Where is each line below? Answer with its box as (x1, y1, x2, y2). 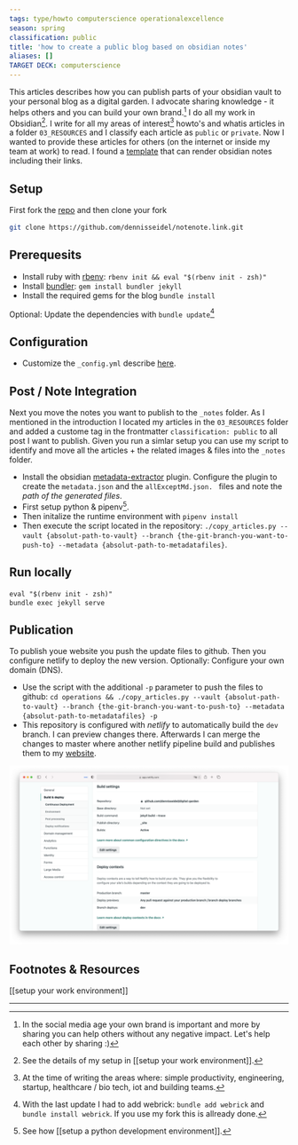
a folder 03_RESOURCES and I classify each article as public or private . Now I (9, 127, 285, 138)
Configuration (9, 334, 89, 350)
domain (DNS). (9, 665, 64, 675)
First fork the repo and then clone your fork (9, 205, 168, 216)
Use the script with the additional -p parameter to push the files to (21, 682, 263, 692)
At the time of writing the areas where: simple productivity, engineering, (21, 1072, 285, 1083)
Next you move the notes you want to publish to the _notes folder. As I (9, 407, 265, 418)
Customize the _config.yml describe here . (21, 358, 176, 368)
